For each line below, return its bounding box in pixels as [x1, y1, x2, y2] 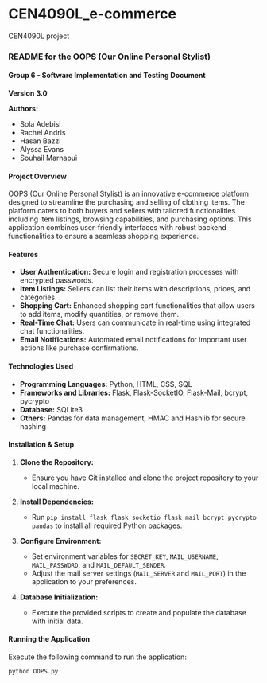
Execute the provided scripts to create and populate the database [31, 607, 246, 617]
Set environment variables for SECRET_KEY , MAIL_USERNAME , [31, 551, 219, 561]
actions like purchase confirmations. [19, 343, 139, 353]
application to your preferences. [31, 576, 137, 586]
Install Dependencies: [19, 497, 94, 506]
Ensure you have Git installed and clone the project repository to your [31, 473, 259, 482]
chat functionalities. [19, 326, 85, 336]
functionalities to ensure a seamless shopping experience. [8, 232, 199, 241]
